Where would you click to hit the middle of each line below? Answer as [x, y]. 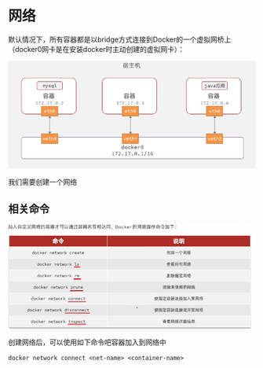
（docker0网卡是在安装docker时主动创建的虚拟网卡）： [97, 49]
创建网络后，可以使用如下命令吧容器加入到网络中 [87, 342]
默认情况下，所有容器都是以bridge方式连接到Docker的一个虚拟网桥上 [120, 39]
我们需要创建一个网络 [42, 182]
